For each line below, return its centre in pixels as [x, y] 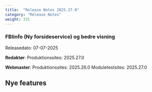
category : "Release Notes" [33, 15]
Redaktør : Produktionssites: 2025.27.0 [45, 57]
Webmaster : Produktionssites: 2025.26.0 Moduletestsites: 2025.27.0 [76, 67]
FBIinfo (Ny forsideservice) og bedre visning [60, 37]
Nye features [26, 83]
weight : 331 [17, 19]
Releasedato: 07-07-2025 [32, 48]
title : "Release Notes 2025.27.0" [42, 10]
